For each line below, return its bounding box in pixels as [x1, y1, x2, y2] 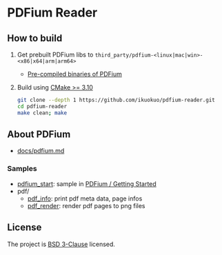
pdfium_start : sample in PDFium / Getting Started [17, 179, 157, 187]
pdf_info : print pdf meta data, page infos [27, 194, 143, 203]
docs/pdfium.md [17, 147, 65, 155]
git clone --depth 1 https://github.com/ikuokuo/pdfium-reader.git [17, 96, 215, 103]
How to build [7, 32, 63, 44]
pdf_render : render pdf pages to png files [27, 201, 146, 210]
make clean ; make [17, 109, 68, 116]
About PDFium [7, 129, 71, 141]
